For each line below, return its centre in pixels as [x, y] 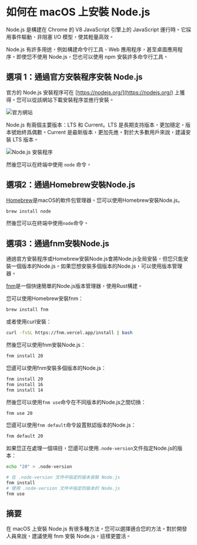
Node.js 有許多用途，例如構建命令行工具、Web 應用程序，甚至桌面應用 [92, 49]
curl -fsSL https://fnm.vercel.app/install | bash [69, 333]
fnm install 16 [25, 384]
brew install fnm [27, 310]
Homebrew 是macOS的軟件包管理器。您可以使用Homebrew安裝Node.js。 [95, 200]
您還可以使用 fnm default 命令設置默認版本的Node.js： [71, 425]
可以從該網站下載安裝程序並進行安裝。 [68, 99]
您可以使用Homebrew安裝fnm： [45, 298]
